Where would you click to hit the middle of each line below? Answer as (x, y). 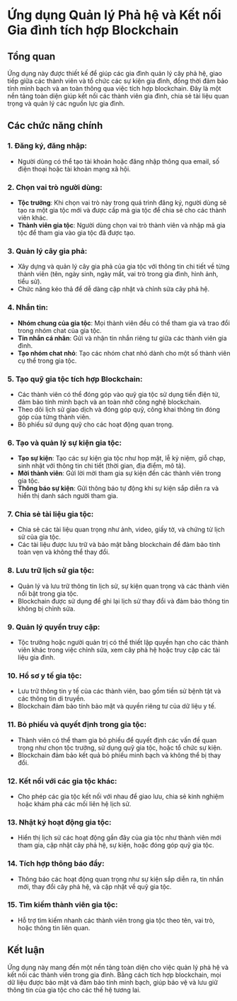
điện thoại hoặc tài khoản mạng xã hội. (74, 169)
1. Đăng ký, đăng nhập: (47, 146)
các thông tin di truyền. (52, 699)
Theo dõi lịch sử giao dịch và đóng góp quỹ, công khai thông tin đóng (119, 409)
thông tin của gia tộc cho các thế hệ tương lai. (74, 990)
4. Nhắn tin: (28, 307)
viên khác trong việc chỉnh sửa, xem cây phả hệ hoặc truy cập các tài (119, 650)
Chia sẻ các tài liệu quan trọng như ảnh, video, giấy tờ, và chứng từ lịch (121, 530)
